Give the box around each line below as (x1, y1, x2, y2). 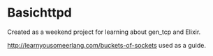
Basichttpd (7, 5, 72, 21)
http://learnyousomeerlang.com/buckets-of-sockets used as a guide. (7, 41, 206, 49)
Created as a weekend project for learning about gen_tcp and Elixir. (7, 28, 201, 36)
